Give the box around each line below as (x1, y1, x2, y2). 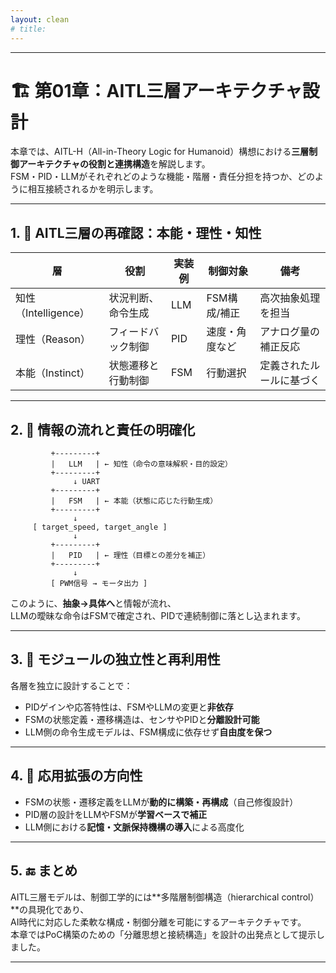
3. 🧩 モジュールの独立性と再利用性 (10, 651, 221, 668)
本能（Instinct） (15, 366, 91, 380)
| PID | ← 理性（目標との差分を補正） (50, 551, 211, 561)
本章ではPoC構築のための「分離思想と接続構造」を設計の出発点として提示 (10, 928, 317, 940)
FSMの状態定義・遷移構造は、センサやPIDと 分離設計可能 (24, 713, 260, 725)
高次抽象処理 (259, 291, 321, 305)
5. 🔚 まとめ (10, 862, 78, 880)
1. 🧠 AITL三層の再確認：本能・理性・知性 (10, 224, 262, 241)
